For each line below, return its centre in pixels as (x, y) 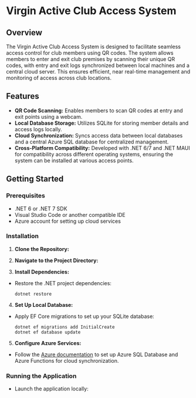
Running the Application (41, 376)
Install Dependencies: (42, 272)
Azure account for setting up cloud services (68, 221)
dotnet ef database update (48, 332)
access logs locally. (38, 129)
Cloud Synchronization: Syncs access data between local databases (99, 135)
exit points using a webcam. (48, 116)
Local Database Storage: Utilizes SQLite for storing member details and (102, 123)
